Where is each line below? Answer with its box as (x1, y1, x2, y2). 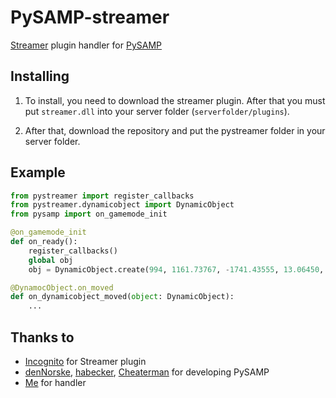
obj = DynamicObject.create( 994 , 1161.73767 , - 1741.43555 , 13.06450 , (28, 264, 325, 275)
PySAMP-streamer (10, 6, 170, 29)
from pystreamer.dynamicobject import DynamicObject (10, 200, 235, 210)
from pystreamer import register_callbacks (10, 191, 195, 201)
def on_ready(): (10, 237, 78, 247)
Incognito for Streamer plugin (24, 356, 147, 367)
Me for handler (24, 377, 87, 388)
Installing (10, 68, 70, 85)
